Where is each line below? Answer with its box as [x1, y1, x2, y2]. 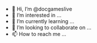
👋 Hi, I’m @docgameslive [11, 6, 72, 12]
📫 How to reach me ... [11, 31, 66, 37]
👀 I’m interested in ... [11, 12, 62, 19]
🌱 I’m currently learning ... [11, 18, 75, 24]
